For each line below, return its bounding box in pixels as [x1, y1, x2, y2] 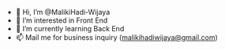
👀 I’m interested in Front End [15, 16, 108, 25]
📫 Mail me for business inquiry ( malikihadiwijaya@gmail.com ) [15, 33, 219, 42]
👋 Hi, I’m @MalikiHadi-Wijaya [15, 8, 111, 16]
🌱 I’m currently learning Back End [15, 24, 125, 33]
